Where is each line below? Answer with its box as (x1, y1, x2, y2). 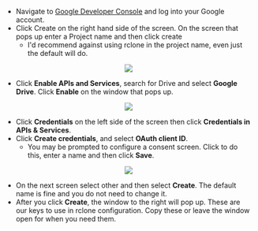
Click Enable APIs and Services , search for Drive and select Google (15, 79, 238, 88)
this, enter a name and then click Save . (27, 151, 155, 160)
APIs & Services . (15, 125, 72, 135)
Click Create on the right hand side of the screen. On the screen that (15, 24, 239, 32)
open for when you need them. (15, 214, 117, 223)
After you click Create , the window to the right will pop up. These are (15, 197, 241, 207)
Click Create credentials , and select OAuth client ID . (15, 134, 189, 143)
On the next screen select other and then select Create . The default (15, 181, 237, 190)
